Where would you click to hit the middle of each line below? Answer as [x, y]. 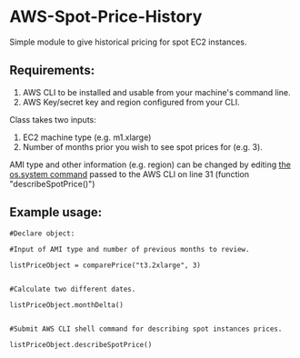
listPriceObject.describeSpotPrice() [81, 344]
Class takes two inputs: [53, 119]
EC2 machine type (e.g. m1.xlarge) [87, 137]
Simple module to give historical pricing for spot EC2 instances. [128, 42]
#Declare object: [42, 234]
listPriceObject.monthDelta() [67, 305]
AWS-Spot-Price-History [106, 17]
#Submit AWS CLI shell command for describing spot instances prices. [146, 329]
